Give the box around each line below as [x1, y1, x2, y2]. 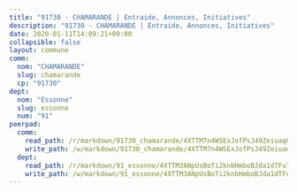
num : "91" [17, 111, 53, 120]
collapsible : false [9, 37, 81, 47]
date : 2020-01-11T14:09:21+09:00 [9, 29, 133, 38]
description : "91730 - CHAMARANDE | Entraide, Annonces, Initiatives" [9, 21, 275, 30]
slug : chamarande [17, 71, 81, 80]
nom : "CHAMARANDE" [17, 63, 86, 72]
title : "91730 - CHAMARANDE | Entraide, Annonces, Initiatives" [9, 12, 251, 22]
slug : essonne [17, 104, 69, 112]
